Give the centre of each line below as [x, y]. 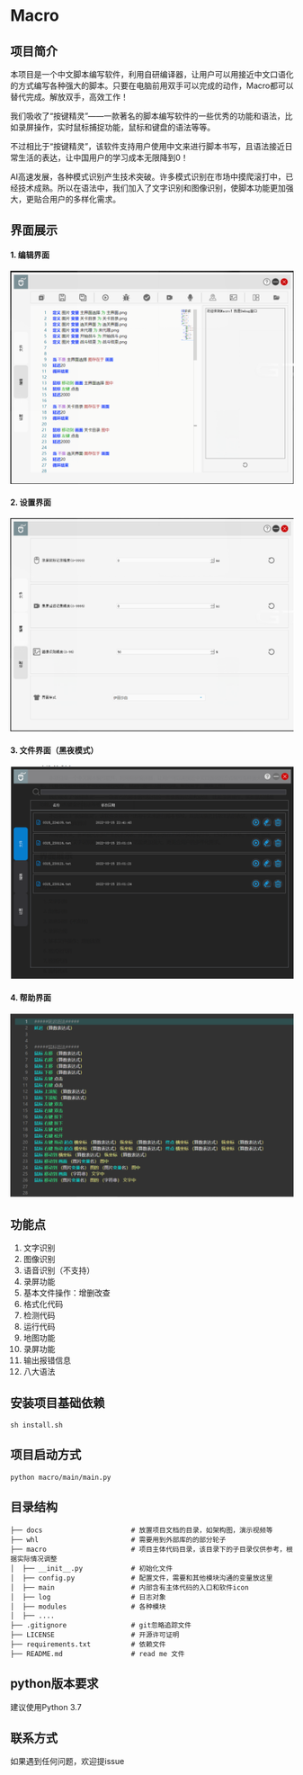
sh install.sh [37, 1425]
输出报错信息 [47, 1360]
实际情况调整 [37, 1559]
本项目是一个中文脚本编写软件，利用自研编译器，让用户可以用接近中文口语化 [152, 74]
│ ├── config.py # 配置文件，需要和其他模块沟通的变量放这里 [142, 1578]
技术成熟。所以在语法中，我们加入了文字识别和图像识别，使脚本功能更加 [151, 188]
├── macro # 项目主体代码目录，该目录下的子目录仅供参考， [148, 1549]
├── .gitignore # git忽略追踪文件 [101, 1625]
